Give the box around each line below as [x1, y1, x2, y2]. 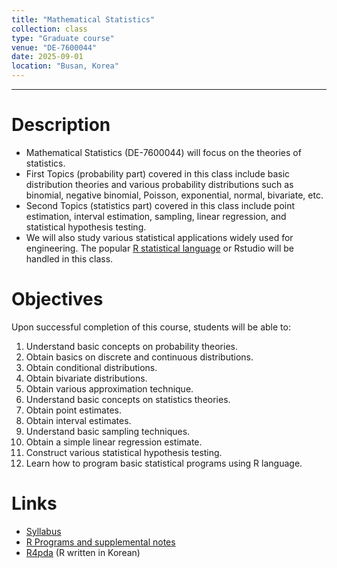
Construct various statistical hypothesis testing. [25, 446, 223, 458]
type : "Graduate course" [11, 33, 115, 43]
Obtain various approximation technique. [25, 382, 194, 395]
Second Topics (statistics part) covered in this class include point [25, 199, 296, 211]
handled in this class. [25, 252, 114, 265]
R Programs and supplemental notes [25, 536, 176, 548]
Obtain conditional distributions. [25, 361, 158, 373]
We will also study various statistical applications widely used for [25, 231, 294, 243]
